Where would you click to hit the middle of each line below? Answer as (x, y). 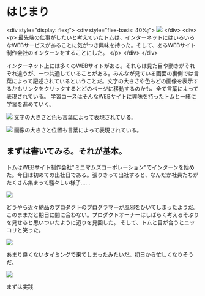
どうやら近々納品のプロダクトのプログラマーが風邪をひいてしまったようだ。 (102, 207)
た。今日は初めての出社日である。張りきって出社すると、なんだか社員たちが (102, 175)
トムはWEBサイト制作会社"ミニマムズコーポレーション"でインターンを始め (100, 167)
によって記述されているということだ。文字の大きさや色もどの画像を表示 (102, 81)
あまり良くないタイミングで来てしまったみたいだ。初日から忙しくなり (95, 254)
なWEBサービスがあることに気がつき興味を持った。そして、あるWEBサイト (101, 45)
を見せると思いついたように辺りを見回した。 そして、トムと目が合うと (95, 222)
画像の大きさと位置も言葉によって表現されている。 (78, 130)
